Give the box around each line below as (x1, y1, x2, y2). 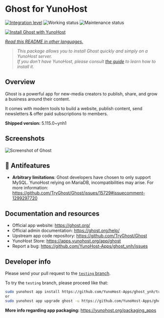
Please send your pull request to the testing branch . (5, 271, 111, 276)
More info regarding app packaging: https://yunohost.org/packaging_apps (5, 307, 157, 313)
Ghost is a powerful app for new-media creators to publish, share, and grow (5, 91, 158, 96)
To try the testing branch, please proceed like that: (5, 280, 108, 286)
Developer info (5, 257, 51, 266)
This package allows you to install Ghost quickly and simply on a (17, 48, 148, 54)
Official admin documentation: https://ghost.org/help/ (12, 227, 120, 233)
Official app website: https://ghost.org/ (12, 223, 90, 228)
